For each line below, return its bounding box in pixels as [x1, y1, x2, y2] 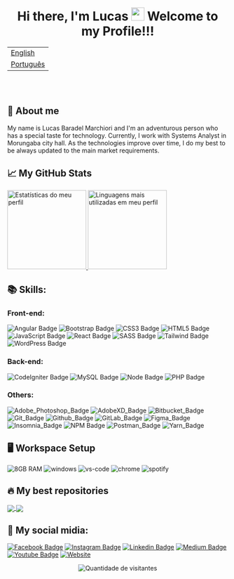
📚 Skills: [7, 283, 47, 295]
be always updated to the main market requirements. [7, 146, 160, 155]
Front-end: [7, 308, 45, 318]
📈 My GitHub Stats [7, 167, 92, 179]
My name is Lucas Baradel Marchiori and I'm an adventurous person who [7, 124, 219, 132]
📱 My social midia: [7, 524, 89, 537]
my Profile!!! [81, 23, 155, 39]
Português [11, 59, 46, 69]
